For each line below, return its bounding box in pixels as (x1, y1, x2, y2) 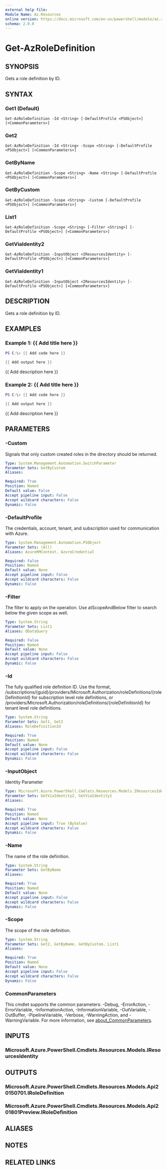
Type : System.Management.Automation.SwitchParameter (5, 461, 117, 466)
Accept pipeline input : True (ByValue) (5, 821, 88, 826)
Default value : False (5, 488, 50, 493)
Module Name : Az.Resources (5, 12, 61, 17)
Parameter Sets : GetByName (5, 867, 61, 872)
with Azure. (5, 531, 29, 536)
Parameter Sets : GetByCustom (5, 465, 66, 470)
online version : (5, 16, 39, 21)
